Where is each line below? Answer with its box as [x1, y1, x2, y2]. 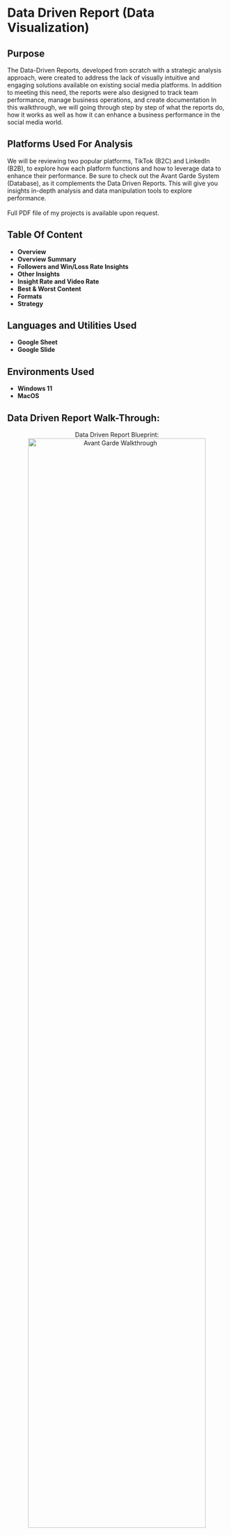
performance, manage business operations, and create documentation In [7, 96, 217, 104]
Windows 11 [17, 384, 53, 392]
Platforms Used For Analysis [7, 138, 134, 150]
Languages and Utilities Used [7, 320, 137, 332]
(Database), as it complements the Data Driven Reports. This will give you [7, 179, 218, 187]
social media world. [7, 118, 63, 126]
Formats [17, 292, 42, 300]
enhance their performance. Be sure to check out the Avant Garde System [7, 171, 220, 179]
